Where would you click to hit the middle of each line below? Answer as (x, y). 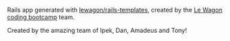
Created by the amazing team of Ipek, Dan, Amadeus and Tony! (97, 30)
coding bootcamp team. (41, 17)
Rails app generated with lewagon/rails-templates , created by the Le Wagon (115, 10)
